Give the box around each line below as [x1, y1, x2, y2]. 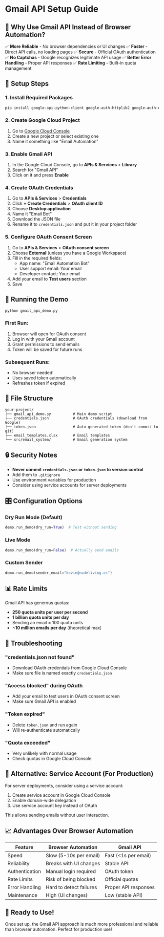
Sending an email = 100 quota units [12, 620, 83, 626]
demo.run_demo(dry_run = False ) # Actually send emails [5, 547, 119, 553]
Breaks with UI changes [45, 860, 100, 867]
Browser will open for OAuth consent [12, 331, 86, 337]
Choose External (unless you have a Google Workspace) [12, 250, 127, 256]
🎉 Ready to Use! [5, 908, 55, 916]
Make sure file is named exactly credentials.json [12, 670, 112, 676]
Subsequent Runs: [5, 358, 50, 365]
